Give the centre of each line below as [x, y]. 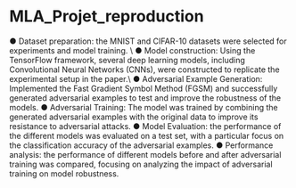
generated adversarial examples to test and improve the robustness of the [145, 98]
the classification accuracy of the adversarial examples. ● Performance [141, 145]
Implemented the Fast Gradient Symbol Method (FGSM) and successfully [144, 88]
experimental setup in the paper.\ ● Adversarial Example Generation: [136, 78]
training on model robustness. [64, 173]
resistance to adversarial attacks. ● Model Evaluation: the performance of [145, 126]
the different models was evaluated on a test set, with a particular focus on [147, 135]
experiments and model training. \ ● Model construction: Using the [132, 50]
